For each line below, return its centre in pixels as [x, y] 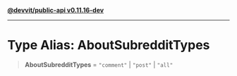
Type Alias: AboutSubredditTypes [109, 45]
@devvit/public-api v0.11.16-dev [56, 10]
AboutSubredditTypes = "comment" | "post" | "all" [99, 64]
